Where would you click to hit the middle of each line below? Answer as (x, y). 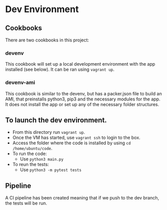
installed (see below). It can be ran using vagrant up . (60, 70)
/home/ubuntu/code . (32, 148)
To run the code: (29, 154)
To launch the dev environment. (56, 120)
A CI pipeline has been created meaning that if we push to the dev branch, (82, 198)
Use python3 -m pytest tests (51, 170)
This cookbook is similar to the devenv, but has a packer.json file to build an (83, 93)
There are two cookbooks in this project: (47, 40)
